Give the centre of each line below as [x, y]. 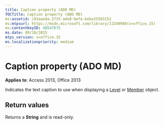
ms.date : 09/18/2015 [26, 33]
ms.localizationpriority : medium [40, 42]
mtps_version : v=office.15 [33, 38]
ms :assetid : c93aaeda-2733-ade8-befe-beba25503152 [58, 19]
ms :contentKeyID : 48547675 [33, 28]
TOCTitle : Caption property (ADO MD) [44, 14]
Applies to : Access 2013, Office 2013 [43, 80]
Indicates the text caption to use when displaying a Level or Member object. [82, 89]
